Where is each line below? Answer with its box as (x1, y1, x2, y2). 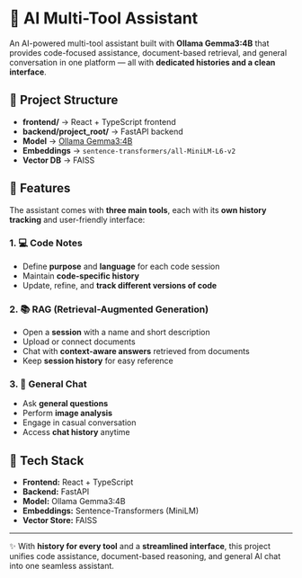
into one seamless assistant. (9, 561, 115, 572)
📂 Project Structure (9, 93, 119, 108)
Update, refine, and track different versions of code (22, 280, 218, 290)
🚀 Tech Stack (9, 453, 84, 468)
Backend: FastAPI (22, 486, 90, 497)
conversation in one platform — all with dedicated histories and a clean (9, 57, 276, 67)
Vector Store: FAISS (22, 515, 98, 526)
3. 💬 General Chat (9, 378, 87, 390)
